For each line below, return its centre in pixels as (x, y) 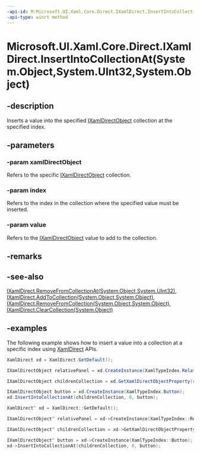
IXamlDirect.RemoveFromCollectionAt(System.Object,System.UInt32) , (92, 290)
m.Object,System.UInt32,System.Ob (99, 71)
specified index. (26, 127)
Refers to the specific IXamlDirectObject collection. (69, 175)
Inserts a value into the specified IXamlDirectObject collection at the (90, 120)
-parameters (31, 145)
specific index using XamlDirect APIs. (52, 349)
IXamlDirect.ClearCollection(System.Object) (60, 309)
